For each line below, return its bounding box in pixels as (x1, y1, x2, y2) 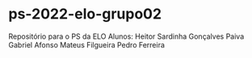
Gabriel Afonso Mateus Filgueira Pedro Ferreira (8, 39, 166, 49)
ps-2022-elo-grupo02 (8, 5, 162, 23)
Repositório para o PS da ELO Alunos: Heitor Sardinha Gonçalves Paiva (8, 31, 245, 41)
